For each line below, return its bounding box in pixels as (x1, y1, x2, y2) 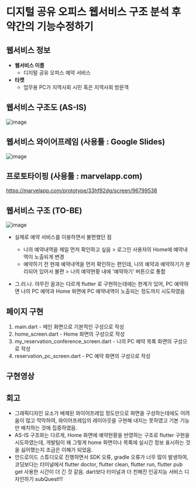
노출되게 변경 (34, 253, 64, 261)
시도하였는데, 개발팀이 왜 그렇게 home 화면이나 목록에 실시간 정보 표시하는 (14, 439, 184, 446)
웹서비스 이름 (14, 62, 45, 69)
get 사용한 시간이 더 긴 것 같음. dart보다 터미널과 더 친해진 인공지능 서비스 (14, 468, 183, 475)
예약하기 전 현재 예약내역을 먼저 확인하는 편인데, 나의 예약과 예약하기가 (23, 261, 184, 268)
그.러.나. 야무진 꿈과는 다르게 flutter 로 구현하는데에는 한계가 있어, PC (14, 281, 173, 288)
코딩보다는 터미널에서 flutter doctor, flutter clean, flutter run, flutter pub (14, 461, 183, 468)
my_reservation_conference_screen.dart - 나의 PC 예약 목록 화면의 (14, 338, 172, 345)
